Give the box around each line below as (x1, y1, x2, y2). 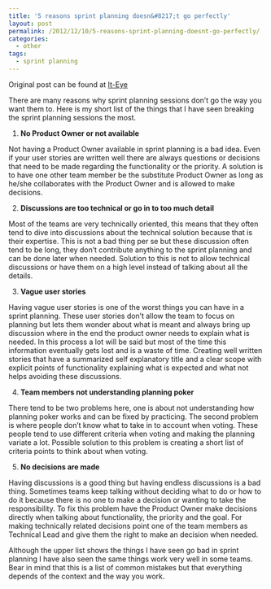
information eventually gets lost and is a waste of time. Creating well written (8, 345, 263, 355)
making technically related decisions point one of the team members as (8, 521, 248, 530)
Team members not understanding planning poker (20, 387, 195, 397)
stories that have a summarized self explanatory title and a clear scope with (8, 354, 262, 364)
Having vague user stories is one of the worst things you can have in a (8, 302, 244, 312)
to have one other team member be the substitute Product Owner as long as (8, 170, 264, 180)
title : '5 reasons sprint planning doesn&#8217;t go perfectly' (8, 11, 231, 20)
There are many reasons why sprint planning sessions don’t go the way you (8, 95, 262, 105)
